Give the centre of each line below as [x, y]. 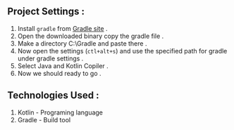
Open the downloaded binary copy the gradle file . [91, 36]
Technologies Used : [53, 95]
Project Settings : [46, 12]
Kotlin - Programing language [60, 112]
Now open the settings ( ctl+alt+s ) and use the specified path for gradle [122, 51]
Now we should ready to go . [59, 73]
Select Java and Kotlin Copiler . [63, 65]
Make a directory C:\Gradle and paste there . [82, 43]
